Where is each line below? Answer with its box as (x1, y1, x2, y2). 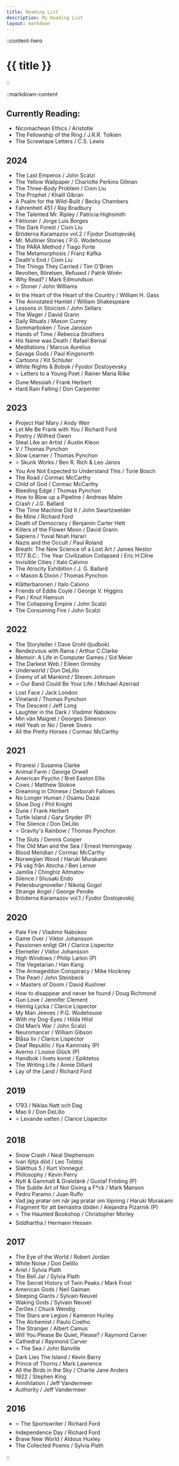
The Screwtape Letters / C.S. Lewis (15, 138, 104, 145)
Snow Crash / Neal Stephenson (15, 1151, 95, 1159)
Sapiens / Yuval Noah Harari (15, 532, 87, 539)
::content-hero (6, 37, 43, 45)
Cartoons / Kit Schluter (15, 356, 73, 364)
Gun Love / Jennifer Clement (15, 996, 88, 1004)
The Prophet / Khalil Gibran (15, 191, 84, 198)
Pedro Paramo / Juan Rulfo (15, 1190, 84, 1197)
